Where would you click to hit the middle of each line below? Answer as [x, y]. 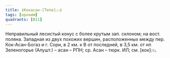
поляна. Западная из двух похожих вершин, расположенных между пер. [85, 39]
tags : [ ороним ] [22, 15]
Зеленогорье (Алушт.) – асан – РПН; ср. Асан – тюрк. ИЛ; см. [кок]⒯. [81, 50]
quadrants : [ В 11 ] [24, 19]
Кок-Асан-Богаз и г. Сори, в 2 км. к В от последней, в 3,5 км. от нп [78, 45]
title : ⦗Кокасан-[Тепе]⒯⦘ [34, 10]
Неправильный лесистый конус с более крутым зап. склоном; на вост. [83, 34]
